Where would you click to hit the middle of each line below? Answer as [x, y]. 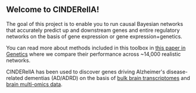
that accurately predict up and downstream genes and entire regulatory [93, 30]
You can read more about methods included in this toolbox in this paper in [96, 48]
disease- [177, 72]
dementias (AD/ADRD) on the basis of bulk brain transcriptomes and [107, 78]
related [15, 78]
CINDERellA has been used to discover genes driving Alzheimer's [86, 72]
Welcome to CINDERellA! [53, 10]
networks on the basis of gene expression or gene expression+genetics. [94, 36]
